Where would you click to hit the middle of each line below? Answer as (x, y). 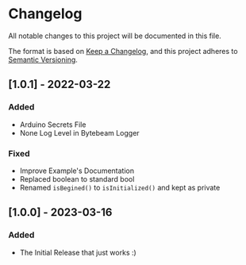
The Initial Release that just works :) (78, 252)
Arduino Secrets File (53, 125)
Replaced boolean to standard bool (77, 179)
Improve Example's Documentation (77, 171)
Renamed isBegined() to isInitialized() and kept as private (120, 187)
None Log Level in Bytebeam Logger (80, 132)
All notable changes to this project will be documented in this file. (115, 36)
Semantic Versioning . (43, 60)
